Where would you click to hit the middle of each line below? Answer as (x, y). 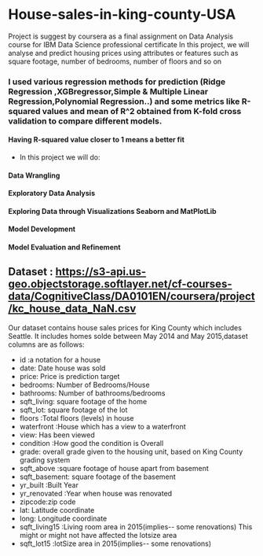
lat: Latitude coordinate (57, 510)
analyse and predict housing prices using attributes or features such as (123, 53)
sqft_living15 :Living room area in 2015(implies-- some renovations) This (136, 527)
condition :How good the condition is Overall (91, 443)
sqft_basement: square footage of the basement (98, 477)
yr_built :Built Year (49, 484)
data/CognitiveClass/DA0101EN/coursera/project (131, 296)
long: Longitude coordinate (63, 518)
